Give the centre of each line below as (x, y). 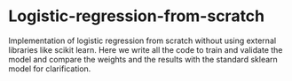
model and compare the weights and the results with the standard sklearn (143, 59)
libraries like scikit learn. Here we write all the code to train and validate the (146, 49)
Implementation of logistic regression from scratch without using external (142, 40)
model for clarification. (50, 69)
